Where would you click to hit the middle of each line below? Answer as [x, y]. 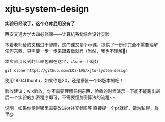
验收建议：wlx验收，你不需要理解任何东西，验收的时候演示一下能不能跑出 [81, 91]
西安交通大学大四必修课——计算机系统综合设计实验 [57, 34]
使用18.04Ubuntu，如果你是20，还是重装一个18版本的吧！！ [67, 80]
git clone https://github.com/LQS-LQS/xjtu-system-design [66, 70]
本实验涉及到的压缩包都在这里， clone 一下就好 [52, 61]
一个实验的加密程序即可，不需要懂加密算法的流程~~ [62, 97]
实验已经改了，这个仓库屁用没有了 [40, 23]
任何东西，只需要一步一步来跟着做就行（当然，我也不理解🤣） [68, 51]
